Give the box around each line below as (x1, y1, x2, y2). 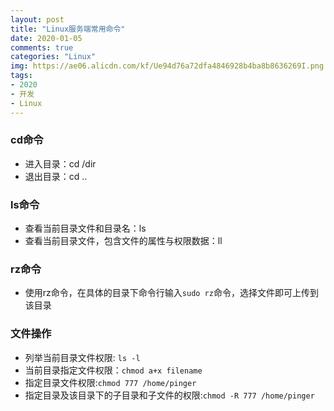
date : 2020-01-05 (10, 33, 83, 43)
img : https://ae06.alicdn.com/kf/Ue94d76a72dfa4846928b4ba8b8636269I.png (10, 61, 325, 71)
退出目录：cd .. (24, 170, 88, 182)
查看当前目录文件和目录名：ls (24, 222, 147, 235)
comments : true (10, 42, 74, 53)
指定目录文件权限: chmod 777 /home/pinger (24, 376, 197, 388)
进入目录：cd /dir (24, 157, 97, 170)
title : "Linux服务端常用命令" (10, 24, 126, 34)
